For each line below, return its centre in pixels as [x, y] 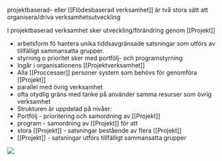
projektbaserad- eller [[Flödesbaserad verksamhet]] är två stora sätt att [108, 10]
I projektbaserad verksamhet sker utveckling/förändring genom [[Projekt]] [111, 30]
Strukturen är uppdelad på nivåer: [65, 109]
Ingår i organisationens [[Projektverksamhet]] [81, 65]
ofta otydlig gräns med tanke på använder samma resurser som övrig [114, 94]
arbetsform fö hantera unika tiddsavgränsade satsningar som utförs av [116, 43]
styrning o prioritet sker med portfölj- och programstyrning [100, 58]
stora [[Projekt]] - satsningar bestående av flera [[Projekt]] [99, 130]
